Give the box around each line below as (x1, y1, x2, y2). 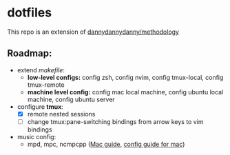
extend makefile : (17, 65, 65, 74)
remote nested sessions (27, 110, 96, 118)
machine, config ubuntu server (27, 95, 115, 103)
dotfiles (7, 5, 52, 21)
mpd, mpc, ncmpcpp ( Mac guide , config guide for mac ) (27, 140, 185, 148)
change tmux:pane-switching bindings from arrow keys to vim (27, 117, 204, 125)
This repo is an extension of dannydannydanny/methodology (7, 28, 179, 36)
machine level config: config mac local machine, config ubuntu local (27, 87, 224, 96)
